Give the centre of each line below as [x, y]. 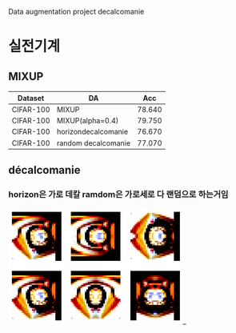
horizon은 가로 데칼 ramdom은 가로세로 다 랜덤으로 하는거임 [118, 195]
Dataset [31, 98]
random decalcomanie [93, 142]
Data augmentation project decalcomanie [76, 12]
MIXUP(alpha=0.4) [88, 120]
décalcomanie [45, 170]
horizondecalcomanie [92, 132]
